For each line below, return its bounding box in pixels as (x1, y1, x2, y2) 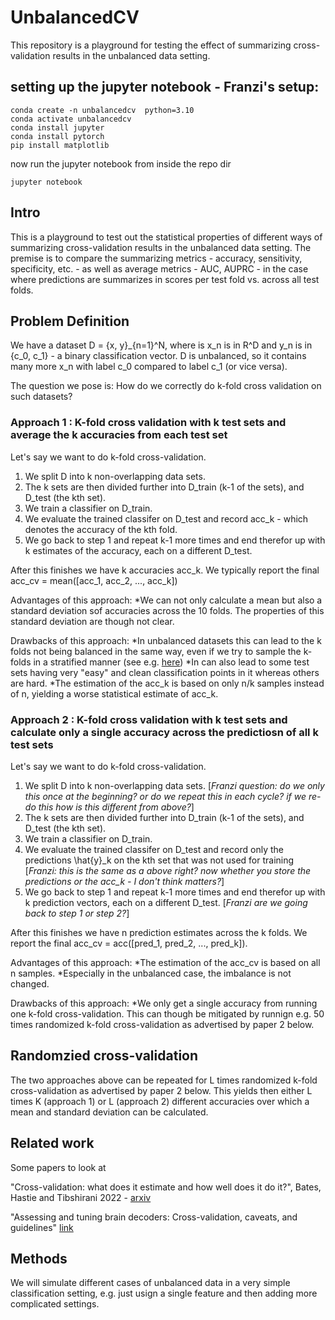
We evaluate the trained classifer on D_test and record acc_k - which (24, 512, 309, 525)
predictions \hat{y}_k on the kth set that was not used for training (24, 854, 295, 866)
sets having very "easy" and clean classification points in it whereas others (10, 666, 320, 678)
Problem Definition (10, 312, 130, 330)
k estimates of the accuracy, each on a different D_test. (24, 544, 253, 556)
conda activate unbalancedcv (10, 114, 132, 124)
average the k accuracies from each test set (10, 428, 228, 442)
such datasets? (10, 391, 73, 403)
